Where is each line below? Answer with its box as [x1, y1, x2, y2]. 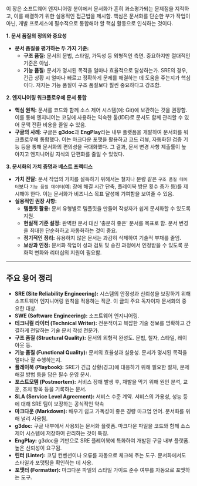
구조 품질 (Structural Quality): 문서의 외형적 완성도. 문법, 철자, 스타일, [14, 334, 176, 341]
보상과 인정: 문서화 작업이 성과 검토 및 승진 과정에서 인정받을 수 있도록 [23, 242, 183, 249]
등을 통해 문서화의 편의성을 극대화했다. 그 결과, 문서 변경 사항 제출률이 [21, 143, 181, 150]
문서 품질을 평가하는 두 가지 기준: [14, 45, 89, 52]
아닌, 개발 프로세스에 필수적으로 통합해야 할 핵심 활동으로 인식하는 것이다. [6, 20, 174, 26]
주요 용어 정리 [6, 273, 53, 283]
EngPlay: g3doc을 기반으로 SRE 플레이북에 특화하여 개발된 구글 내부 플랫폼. [14, 437, 190, 444]
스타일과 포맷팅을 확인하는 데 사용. [14, 459, 93, 466]
